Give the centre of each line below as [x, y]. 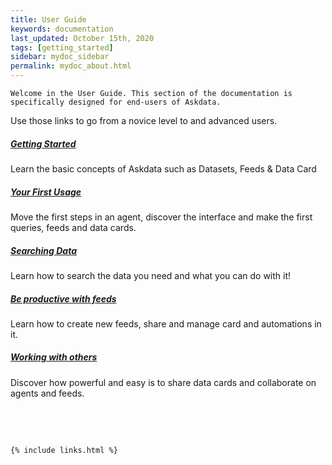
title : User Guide [48, 19]
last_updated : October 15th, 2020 [82, 38]
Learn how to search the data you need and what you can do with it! [151, 275]
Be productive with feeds [63, 298]
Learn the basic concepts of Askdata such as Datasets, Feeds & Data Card [163, 168]
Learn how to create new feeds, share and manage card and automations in [166, 323]
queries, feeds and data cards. [73, 227]
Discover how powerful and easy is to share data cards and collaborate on [163, 382]
